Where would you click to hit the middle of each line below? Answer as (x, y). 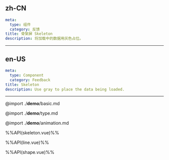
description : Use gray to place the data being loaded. (65, 89)
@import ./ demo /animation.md (37, 123)
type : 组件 (20, 25)
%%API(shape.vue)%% (30, 152)
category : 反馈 (25, 29)
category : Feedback (30, 80)
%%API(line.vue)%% (27, 142)
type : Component (27, 75)
